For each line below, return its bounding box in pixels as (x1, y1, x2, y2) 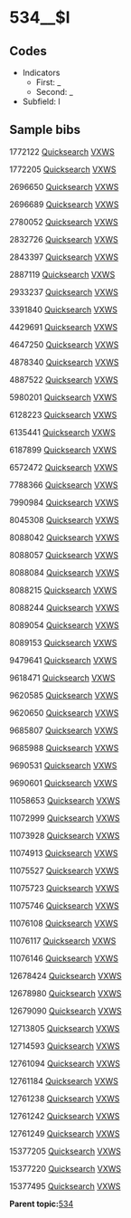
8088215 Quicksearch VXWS (9, 585, 117, 595)
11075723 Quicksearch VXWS (9, 882, 119, 893)
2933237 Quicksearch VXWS (9, 286, 119, 297)
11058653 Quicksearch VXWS (9, 795, 120, 805)
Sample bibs (9, 122, 81, 138)
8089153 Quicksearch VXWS (9, 637, 117, 648)
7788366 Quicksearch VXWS (9, 479, 119, 490)
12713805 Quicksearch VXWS (9, 1023, 120, 1033)
